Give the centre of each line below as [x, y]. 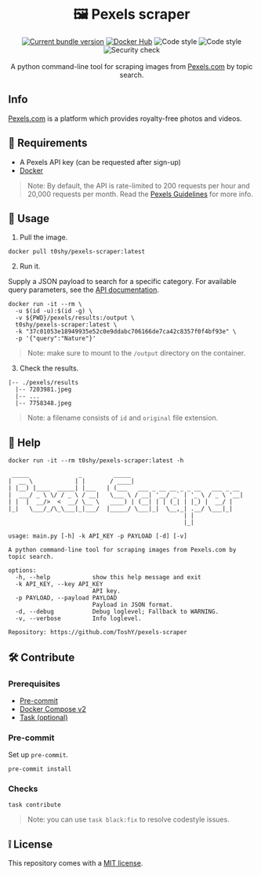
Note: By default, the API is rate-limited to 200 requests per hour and [139, 185]
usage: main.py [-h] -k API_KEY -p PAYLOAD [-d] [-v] [98, 536]
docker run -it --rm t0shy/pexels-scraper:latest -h [96, 461]
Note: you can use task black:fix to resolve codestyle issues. [128, 819]
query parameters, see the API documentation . [83, 290]
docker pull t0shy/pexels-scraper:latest [77, 252]
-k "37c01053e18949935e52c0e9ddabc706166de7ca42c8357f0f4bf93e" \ [126, 332]
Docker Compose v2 [53, 709]
